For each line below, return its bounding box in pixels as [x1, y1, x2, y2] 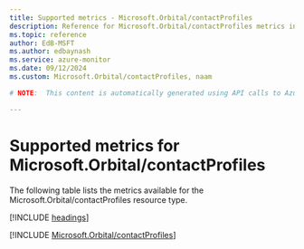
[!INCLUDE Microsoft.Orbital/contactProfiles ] [9, 229, 176, 240]
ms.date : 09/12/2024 [9, 64, 88, 73]
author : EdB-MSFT [9, 38, 75, 48]
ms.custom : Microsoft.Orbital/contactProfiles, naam [9, 72, 213, 81]
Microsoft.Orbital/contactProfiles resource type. [9, 194, 188, 205]
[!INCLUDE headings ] [9, 212, 90, 223]
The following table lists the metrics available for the [9, 185, 204, 196]
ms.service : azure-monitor [9, 55, 111, 64]
